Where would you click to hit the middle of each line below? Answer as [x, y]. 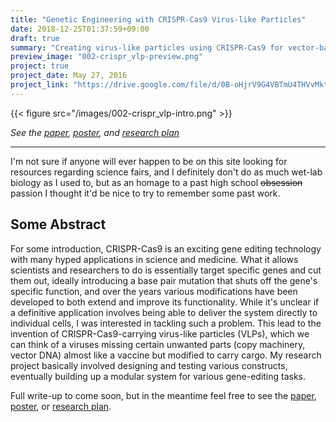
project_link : [40, 85]
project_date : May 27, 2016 [69, 76]
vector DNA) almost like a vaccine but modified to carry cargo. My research [166, 355]
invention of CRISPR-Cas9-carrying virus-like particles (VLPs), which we [160, 333]
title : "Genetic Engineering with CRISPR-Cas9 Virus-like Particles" [158, 19]
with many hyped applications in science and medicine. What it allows [154, 259]
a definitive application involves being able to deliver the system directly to [164, 312]
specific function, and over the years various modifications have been [154, 291]
